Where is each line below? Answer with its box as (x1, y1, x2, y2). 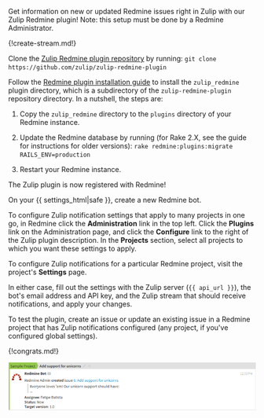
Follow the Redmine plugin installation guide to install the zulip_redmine (8, 78, 240, 86)
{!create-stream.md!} (8, 38, 77, 48)
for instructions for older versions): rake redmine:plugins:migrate (19, 141, 233, 150)
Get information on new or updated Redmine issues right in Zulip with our (8, 7, 245, 16)
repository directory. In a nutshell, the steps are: (8, 94, 163, 103)
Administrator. (8, 24, 53, 32)
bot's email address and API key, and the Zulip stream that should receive (8, 291, 246, 300)
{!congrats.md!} (8, 346, 60, 356)
